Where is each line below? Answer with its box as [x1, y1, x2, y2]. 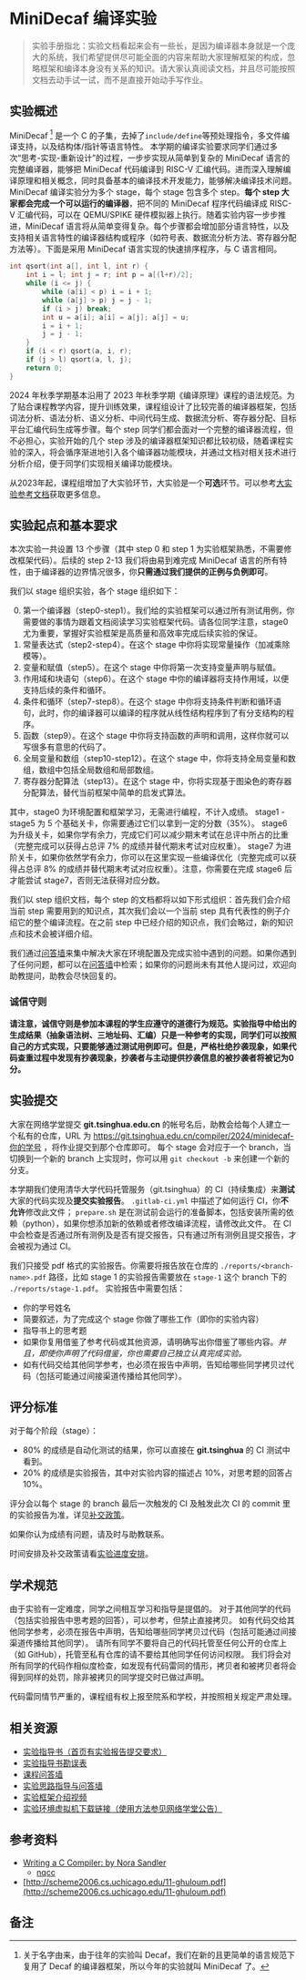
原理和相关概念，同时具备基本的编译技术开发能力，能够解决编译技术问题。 [16, 175, 297, 187]
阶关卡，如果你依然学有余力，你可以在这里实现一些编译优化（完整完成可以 [9, 852, 289, 863]
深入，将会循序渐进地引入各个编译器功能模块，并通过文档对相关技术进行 [25, 446, 297, 457]
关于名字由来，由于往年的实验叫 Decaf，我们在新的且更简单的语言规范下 [22, 1949, 296, 1960]
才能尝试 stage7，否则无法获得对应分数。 [9, 875, 166, 886]
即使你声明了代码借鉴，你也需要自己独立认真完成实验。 [38, 1347, 247, 1358]
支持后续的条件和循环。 [22, 685, 111, 696]
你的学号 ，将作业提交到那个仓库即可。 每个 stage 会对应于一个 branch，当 [9, 1141, 291, 1152]
